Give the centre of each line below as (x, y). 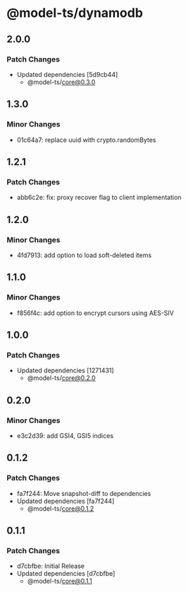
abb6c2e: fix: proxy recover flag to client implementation (99, 197)
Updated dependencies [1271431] (65, 371)
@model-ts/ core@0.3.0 (61, 82)
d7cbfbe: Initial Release (51, 566)
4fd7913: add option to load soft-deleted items (84, 255)
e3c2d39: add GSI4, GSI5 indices (65, 436)
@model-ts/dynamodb (75, 13)
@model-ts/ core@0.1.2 (61, 508)
